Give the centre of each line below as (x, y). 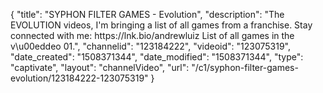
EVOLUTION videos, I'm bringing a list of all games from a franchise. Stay (161, 25)
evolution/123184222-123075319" (79, 78)
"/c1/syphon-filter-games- (245, 67)
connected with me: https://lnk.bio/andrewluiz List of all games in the (152, 35)
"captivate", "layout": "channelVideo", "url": (100, 67)
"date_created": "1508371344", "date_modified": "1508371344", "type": (157, 57)
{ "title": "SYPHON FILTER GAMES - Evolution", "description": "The (147, 14)
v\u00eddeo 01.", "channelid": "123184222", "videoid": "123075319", (151, 46)
